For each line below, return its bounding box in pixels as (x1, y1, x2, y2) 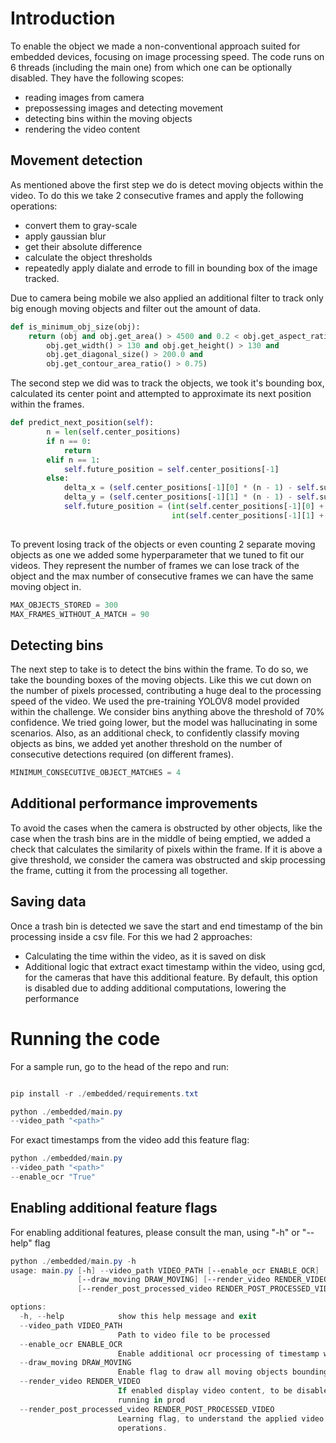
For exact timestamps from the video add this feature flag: (10, 1134, 250, 1146)
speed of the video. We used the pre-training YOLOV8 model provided (10, 695, 300, 707)
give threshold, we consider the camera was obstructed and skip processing (10, 853, 326, 866)
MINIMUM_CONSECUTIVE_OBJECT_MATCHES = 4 (10, 768, 182, 778)
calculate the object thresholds (24, 251, 153, 263)
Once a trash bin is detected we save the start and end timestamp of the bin (10, 920, 323, 932)
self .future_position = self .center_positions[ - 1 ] (63, 464, 280, 474)
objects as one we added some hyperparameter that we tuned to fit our (10, 548, 305, 561)
